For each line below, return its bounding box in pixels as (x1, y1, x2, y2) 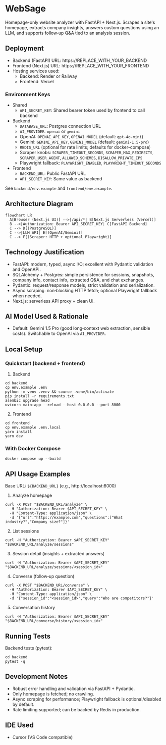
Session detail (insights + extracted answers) (12, 551, 105, 557)
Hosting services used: (12, 68, 59, 74)
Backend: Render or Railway (19, 73, 78, 79)
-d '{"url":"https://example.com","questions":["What (9, 515, 123, 520)
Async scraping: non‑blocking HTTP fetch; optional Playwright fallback (12, 287, 157, 293)
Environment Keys (5, 91, 51, 98)
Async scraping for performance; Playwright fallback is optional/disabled (12, 696, 162, 702)
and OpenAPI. (12, 266, 41, 272)
